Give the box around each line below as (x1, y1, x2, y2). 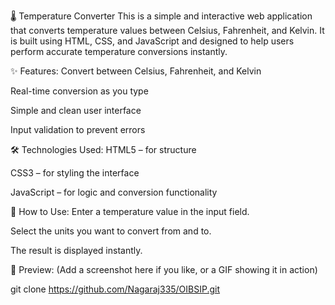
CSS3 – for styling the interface (10, 167, 140, 179)
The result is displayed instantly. (10, 245, 143, 256)
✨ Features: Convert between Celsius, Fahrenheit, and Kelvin (10, 65, 262, 77)
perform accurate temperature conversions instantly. (10, 46, 228, 57)
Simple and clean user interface (10, 105, 142, 116)
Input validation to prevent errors (10, 124, 146, 135)
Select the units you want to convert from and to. (10, 225, 212, 237)
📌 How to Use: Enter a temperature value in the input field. (10, 206, 250, 217)
